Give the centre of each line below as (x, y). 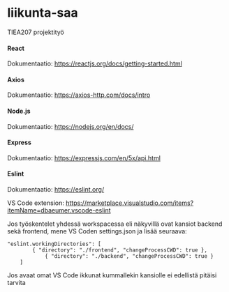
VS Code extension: (36, 203)
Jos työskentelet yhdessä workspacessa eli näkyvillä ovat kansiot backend (115, 224)
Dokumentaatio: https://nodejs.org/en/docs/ (71, 126)
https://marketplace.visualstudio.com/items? (130, 203)
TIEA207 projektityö (36, 32)
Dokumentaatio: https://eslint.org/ (56, 189)
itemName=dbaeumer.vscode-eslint (59, 210)
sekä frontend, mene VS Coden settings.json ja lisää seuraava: (97, 231)
